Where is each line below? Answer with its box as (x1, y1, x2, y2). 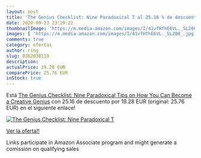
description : (6, 58, 39, 64)
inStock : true (6, 75, 42, 81)
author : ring (6, 48, 39, 54)
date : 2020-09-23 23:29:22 (6, 20, 74, 26)
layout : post (6, 8, 39, 15)
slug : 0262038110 (6, 53, 50, 59)
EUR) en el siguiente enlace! (6, 104, 76, 111)
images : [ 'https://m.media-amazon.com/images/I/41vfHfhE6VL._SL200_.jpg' (6, 31, 197, 37)
